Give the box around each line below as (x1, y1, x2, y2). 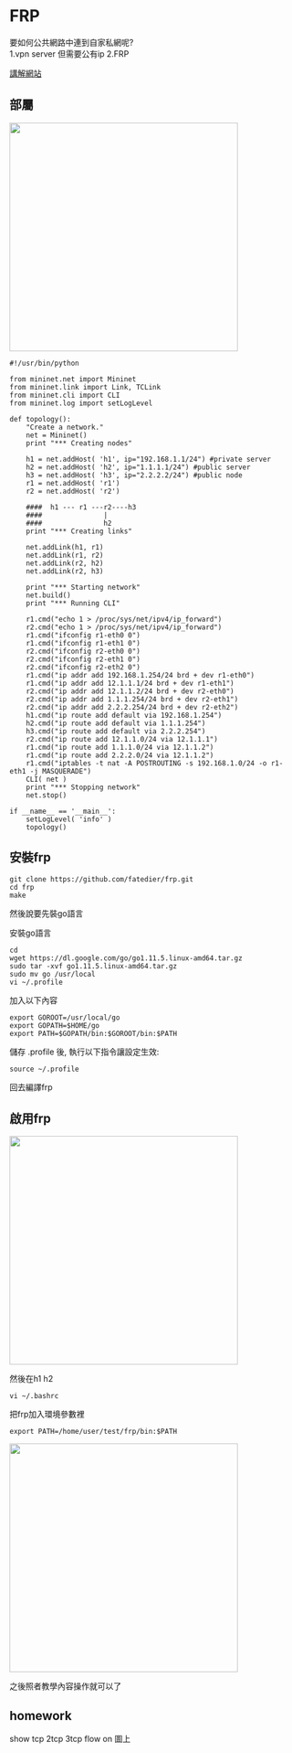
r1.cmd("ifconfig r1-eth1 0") (26, 638, 141, 647)
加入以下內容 (9, 994, 57, 1006)
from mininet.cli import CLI (9, 390, 120, 400)
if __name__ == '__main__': (9, 807, 117, 816)
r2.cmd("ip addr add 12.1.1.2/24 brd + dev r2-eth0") (26, 687, 235, 696)
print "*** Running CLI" (26, 598, 120, 608)
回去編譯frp (9, 1081, 53, 1093)
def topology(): (9, 414, 71, 423)
